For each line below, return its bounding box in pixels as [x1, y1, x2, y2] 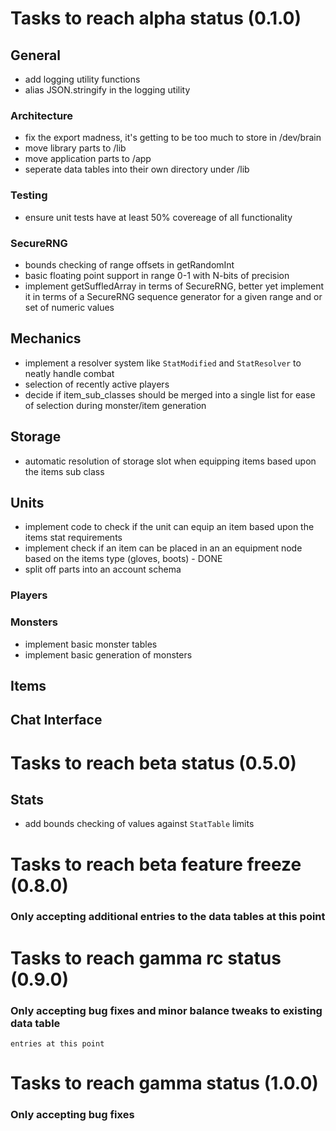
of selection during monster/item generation [24, 399, 207, 411]
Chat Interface [10, 712, 103, 729]
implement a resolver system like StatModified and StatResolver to [24, 357, 302, 369]
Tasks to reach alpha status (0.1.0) [10, 7, 302, 30]
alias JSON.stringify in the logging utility [24, 84, 191, 96]
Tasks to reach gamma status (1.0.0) [10, 1072, 319, 1095]
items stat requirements [24, 532, 123, 544]
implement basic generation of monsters [24, 648, 193, 661]
